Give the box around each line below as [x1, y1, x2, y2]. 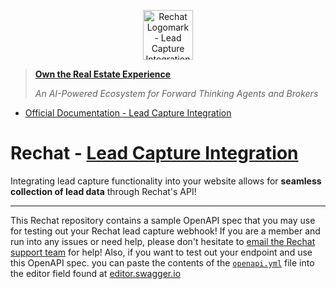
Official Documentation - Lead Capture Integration [24, 107, 232, 119]
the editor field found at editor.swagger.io [10, 267, 182, 279]
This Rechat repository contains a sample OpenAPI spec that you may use [10, 214, 316, 226]
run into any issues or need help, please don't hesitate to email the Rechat [10, 235, 316, 247]
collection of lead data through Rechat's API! [10, 185, 197, 197]
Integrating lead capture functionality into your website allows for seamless [10, 175, 322, 187]
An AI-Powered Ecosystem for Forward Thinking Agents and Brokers [34, 88, 319, 99]
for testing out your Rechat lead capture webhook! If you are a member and [10, 225, 321, 237]
